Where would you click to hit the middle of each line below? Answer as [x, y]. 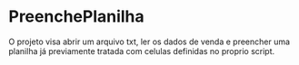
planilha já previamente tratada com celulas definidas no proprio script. [142, 51]
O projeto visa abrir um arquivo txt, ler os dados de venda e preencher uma [149, 42]
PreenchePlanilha [76, 17]
